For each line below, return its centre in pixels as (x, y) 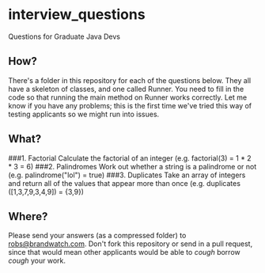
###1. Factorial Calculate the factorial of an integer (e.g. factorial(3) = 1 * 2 (130, 158)
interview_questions (77, 15)
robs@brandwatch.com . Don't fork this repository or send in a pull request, (131, 244)
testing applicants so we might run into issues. (84, 114)
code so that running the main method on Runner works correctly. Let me (128, 97)
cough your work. (37, 261)
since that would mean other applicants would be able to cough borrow (124, 252)
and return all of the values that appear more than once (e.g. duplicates (125, 183)
